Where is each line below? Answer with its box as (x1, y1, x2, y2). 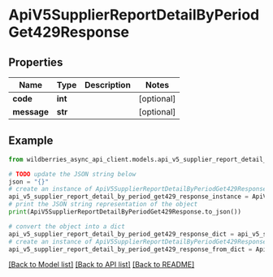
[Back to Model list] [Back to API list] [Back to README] (8, 260, 195, 270)
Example (8, 134, 54, 148)
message (12, 106, 49, 117)
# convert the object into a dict (8, 222, 126, 231)
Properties (8, 55, 63, 69)
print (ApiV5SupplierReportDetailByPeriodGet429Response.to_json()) (8, 208, 242, 216)
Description (84, 80, 132, 90)
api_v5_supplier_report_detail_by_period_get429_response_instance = (8, 193, 249, 201)
